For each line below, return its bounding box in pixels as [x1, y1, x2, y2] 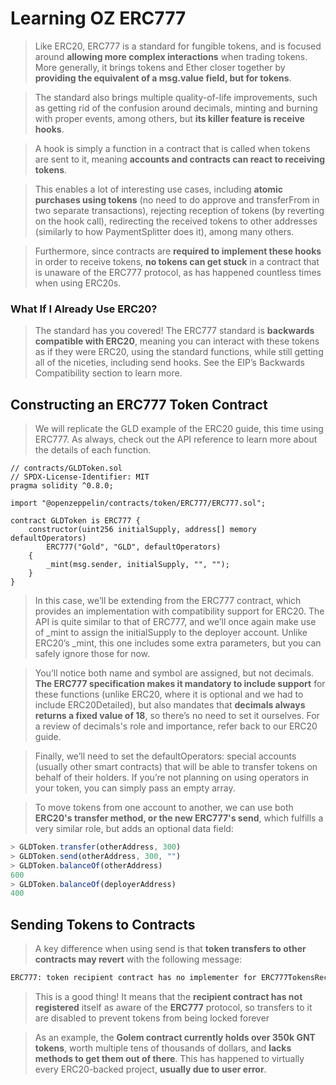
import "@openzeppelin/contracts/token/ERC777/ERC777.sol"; [10, 498, 267, 509]
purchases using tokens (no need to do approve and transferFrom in [34, 193, 320, 206]
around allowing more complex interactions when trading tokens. [34, 50, 308, 62]
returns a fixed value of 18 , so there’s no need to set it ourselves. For [34, 710, 320, 722]
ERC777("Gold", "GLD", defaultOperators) [46, 542, 222, 552]
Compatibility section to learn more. [34, 367, 183, 379]
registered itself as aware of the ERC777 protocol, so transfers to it [34, 1001, 313, 1013]
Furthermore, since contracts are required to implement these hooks [34, 245, 322, 257]
